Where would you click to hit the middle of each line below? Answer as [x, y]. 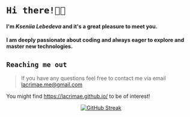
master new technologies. [40, 46]
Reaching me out [37, 64]
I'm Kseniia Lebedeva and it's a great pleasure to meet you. [82, 26]
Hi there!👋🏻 [36, 10]
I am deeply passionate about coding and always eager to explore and [95, 40]
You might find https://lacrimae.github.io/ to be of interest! [78, 96]
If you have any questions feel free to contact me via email [93, 78]
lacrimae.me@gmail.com [52, 85]
